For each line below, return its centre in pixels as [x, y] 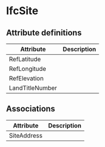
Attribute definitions [44, 33]
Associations [31, 109]
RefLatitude [25, 59]
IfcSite [22, 11]
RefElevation [26, 78]
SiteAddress [26, 135]
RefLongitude [28, 69]
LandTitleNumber [33, 88]
